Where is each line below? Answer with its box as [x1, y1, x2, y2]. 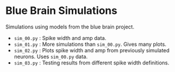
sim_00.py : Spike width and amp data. [13, 34, 107, 41]
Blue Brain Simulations [5, 4, 118, 17]
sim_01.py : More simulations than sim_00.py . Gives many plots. [13, 41, 167, 48]
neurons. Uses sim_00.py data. [13, 53, 88, 60]
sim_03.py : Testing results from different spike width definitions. [13, 59, 170, 66]
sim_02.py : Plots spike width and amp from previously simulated [13, 46, 170, 53]
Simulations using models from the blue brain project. [5, 23, 135, 30]
